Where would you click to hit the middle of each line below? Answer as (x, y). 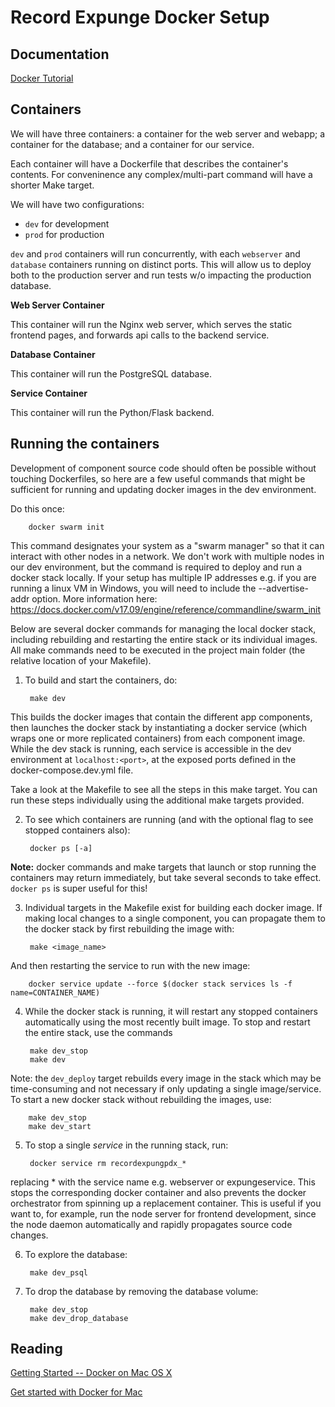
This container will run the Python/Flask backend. (112, 412)
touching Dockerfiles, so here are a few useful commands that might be (158, 478)
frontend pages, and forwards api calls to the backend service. (140, 335)
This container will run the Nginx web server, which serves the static (151, 324)
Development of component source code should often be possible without (163, 468)
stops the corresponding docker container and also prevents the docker (158, 1192)
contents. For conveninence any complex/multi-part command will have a (161, 174)
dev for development (67, 223)
